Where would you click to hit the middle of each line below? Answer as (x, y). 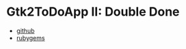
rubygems (30, 37)
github (25, 31)
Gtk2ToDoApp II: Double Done (93, 12)
